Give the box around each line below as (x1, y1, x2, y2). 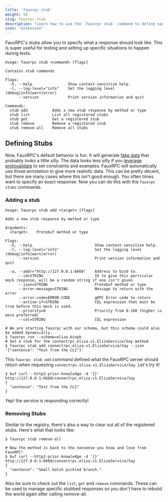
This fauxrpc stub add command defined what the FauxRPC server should (5, 357, 158, 363)
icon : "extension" (5, 26, 43, 31)
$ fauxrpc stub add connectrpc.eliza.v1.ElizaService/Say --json (5, 343, 144, 349)
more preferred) (5, 313, 39, 318)
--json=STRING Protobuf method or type (18, 282, 146, 287)
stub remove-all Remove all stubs (9, 125, 88, 130)
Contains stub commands (5, 68, 55, 74)
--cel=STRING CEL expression (18, 317, 126, 322)
